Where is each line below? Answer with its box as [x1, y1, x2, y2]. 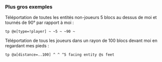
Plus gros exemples [5, 3, 53, 10]
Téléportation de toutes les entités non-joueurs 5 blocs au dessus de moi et [5, 15, 157, 21]
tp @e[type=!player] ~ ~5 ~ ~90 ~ [5, 29, 76, 34]
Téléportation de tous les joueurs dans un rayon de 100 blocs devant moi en [5, 38, 158, 43]
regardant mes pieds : [5, 43, 49, 49]
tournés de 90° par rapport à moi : [5, 20, 74, 25]
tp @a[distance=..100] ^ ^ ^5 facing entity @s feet [5, 52, 115, 57]
